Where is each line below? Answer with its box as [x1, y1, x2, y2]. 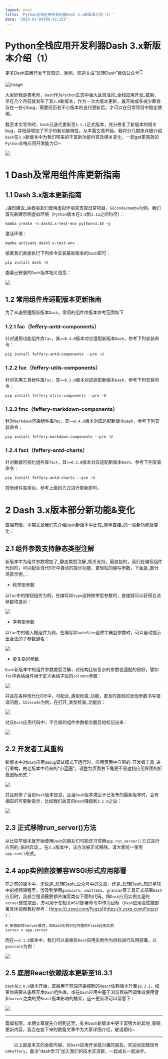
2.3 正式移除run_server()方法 [5, 823, 96, 832]
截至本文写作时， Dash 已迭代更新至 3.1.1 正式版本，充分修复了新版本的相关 [5, 122, 157, 128]
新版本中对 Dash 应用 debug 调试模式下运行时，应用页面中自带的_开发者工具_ [5, 759, 156, 765]
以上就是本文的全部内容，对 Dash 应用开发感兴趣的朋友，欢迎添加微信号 [13, 1042, 159, 1048]
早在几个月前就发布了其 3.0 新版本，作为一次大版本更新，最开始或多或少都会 [5, 98, 161, 104]
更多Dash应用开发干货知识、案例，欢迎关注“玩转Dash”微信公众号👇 [5, 70, 143, 76]
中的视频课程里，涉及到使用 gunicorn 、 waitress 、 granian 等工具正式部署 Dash [5, 887, 162, 893]
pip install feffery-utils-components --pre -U [5, 393, 106, 398]
